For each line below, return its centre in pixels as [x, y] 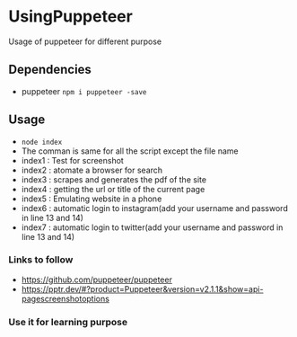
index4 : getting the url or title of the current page [113, 189]
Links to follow [41, 260]
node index [42, 142]
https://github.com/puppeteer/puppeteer [96, 279]
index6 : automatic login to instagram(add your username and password [154, 208]
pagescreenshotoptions [65, 298]
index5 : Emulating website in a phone [92, 199]
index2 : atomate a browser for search [92, 170]
